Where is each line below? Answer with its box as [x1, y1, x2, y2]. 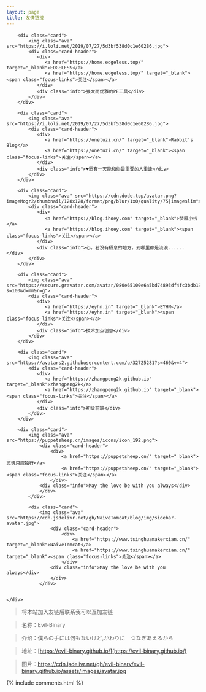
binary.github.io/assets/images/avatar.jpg [21, 667, 127, 674]
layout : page [6, 9, 40, 15]
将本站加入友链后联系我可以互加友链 [21, 608, 113, 615]
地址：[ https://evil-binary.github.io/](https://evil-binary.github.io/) [21, 647, 187, 655]
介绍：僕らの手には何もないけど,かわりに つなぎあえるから [21, 634, 174, 642]
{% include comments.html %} [6, 679, 84, 686]
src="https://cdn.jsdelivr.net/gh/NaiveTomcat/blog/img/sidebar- [6, 515, 177, 521]
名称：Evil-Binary [21, 621, 66, 628]
